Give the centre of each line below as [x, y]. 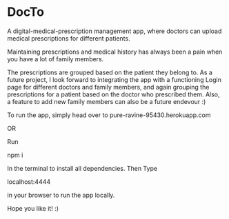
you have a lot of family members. [56, 59]
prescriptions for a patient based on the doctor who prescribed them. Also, [113, 94]
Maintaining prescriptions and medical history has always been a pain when [115, 52]
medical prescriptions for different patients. [69, 38]
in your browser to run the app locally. [61, 195]
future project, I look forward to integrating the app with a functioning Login [114, 79]
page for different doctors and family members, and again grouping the [108, 87]
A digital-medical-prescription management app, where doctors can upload [114, 31]
